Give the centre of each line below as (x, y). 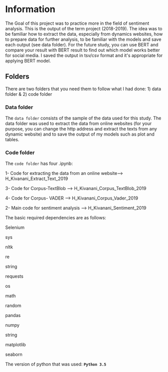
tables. (12, 140)
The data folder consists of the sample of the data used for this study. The (83, 118)
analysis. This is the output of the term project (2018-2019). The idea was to (84, 28)
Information (30, 9)
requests (14, 276)
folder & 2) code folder (29, 94)
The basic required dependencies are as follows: (56, 218)
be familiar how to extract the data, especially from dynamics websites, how (84, 34)
